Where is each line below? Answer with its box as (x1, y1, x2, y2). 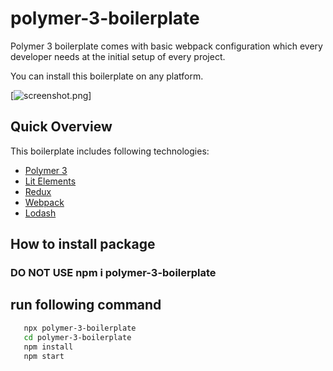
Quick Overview (10, 118, 113, 136)
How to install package (10, 236, 156, 253)
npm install (23, 342, 74, 352)
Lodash (24, 207, 57, 219)
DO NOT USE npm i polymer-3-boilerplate (10, 266, 217, 280)
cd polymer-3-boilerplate (23, 332, 132, 342)
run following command (10, 297, 162, 314)
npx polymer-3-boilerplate (23, 323, 137, 333)
